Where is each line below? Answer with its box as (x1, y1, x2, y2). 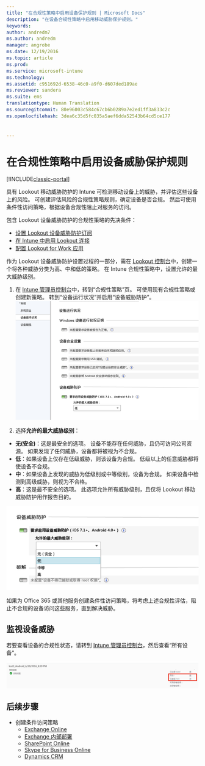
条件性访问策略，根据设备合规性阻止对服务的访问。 (6, 204, 135, 211)
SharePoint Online (24, 740, 70, 747)
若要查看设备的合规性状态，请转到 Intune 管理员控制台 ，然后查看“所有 (6, 641, 183, 649)
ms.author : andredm (6, 35, 56, 42)
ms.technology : (6, 74, 45, 81)
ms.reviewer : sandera (6, 87, 62, 94)
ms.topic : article (6, 55, 53, 61)
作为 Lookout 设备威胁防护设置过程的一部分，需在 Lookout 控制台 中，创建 (6, 257, 192, 265)
